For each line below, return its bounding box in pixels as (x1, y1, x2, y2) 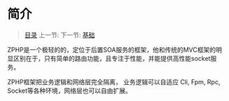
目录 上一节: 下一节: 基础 (24, 31, 95, 39)
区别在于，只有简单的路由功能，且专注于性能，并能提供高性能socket (13, 54, 211, 63)
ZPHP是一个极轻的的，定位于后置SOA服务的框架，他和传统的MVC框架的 (7, 45, 216, 54)
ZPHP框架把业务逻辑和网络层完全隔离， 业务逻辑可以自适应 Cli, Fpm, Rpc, (7, 77, 221, 86)
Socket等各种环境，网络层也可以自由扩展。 (7, 86, 132, 95)
